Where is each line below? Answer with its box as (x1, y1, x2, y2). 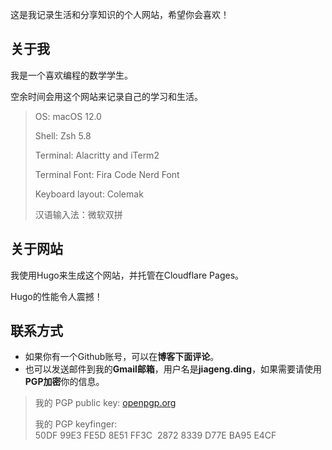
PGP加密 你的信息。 (24, 376, 105, 388)
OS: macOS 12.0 (34, 110, 102, 122)
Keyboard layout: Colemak (34, 188, 144, 200)
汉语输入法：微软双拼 (34, 208, 123, 220)
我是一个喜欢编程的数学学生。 (10, 69, 133, 81)
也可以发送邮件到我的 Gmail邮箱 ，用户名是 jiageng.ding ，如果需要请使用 (24, 363, 323, 375)
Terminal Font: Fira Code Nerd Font (34, 168, 180, 180)
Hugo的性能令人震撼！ (10, 290, 103, 302)
